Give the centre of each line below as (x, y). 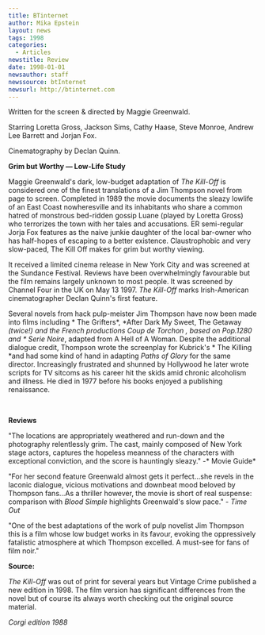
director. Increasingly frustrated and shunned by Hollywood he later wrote (129, 364)
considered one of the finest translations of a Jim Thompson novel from (125, 190)
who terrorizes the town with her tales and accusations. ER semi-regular (126, 224)
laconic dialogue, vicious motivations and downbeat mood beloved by (122, 485)
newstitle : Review (38, 60)
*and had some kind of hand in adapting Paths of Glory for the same (119, 356)
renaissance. (29, 390)
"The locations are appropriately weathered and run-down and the (117, 436)
